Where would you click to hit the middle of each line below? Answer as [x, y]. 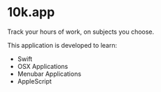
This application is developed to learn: [62, 45]
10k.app [31, 12]
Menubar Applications [49, 74]
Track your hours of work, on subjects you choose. [81, 32]
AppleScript [35, 81]
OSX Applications [43, 66]
